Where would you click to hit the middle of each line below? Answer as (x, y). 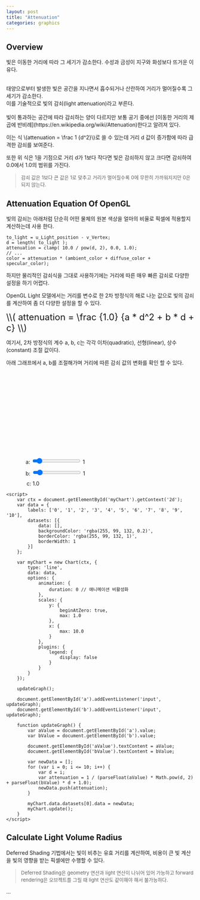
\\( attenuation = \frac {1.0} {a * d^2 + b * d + (100, 317)
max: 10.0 (72, 631)
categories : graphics (33, 23)
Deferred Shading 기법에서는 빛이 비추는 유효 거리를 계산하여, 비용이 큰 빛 (93, 853)
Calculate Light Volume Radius (64, 838)
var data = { (33, 505)
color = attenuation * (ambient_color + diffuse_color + (79, 258)
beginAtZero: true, (84, 611)
